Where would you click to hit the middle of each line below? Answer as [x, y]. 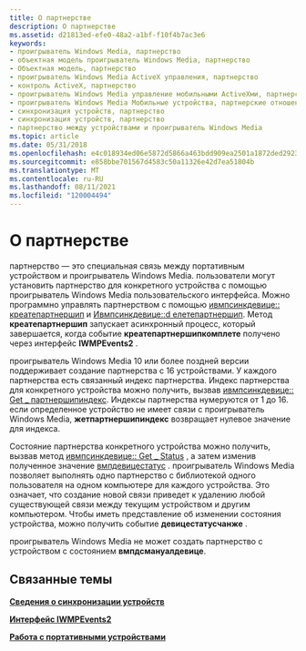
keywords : [28, 43]
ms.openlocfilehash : [49, 153]
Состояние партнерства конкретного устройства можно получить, [140, 446]
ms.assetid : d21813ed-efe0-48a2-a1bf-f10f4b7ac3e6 [107, 35]
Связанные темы [61, 580]
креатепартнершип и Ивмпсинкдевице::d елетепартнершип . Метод [141, 314]
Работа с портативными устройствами [88, 636]
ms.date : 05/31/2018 [49, 145]
